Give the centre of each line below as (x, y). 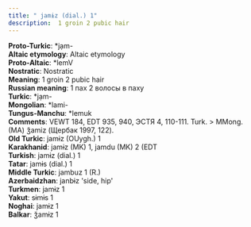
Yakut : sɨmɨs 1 (31, 197)
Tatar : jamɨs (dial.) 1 (41, 164)
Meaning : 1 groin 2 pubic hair (56, 79)
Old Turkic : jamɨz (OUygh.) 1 (54, 138)
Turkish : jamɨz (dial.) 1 (44, 155)
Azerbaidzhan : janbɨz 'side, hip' (61, 180)
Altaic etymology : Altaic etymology (67, 54)
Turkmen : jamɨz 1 (37, 189)
